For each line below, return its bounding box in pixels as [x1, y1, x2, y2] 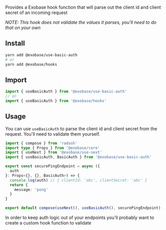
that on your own [5, 25, 41, 31]
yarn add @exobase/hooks [5, 62, 57, 67]
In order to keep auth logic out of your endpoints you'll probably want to [5, 214, 154, 220]
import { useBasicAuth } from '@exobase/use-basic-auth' [5, 89, 127, 94]
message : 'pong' [14, 187, 49, 192]
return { [10, 182, 28, 187]
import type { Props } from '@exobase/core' [5, 145, 100, 150]
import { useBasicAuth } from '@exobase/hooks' [5, 98, 107, 103]
